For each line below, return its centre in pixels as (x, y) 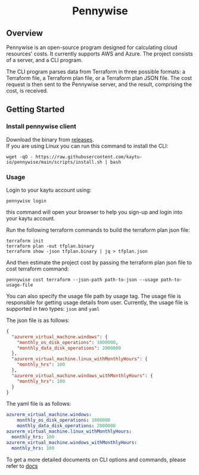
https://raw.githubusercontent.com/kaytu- (89, 157)
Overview (25, 33)
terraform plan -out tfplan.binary (50, 246)
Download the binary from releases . (50, 139)
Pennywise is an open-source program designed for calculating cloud (92, 47)
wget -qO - (20, 157)
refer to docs (22, 466)
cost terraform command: (38, 269)
